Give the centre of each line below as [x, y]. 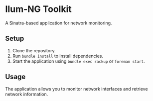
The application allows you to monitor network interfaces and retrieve [76, 89]
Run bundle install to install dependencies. [58, 56]
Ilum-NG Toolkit [39, 9]
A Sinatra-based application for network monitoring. [59, 23]
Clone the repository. [34, 50]
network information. [27, 94]
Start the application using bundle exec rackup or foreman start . [78, 61]
